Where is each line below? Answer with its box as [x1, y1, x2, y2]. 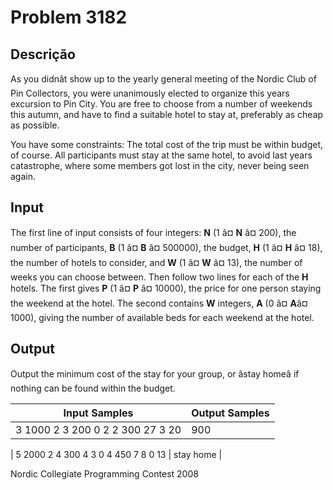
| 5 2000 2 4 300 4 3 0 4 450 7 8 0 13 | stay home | [10, 448, 223, 460]
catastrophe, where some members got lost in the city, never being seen [10, 160, 310, 171]
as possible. [10, 119, 60, 131]
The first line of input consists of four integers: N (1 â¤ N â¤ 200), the [10, 226, 297, 238]
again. [10, 171, 37, 182]
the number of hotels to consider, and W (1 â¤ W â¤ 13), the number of [10, 256, 303, 268]
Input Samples [63, 406, 134, 420]
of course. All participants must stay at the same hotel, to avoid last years [10, 149, 313, 161]
